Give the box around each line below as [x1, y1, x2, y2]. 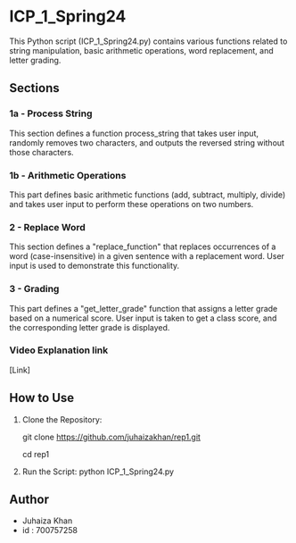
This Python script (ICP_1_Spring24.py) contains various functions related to [9, 36, 288, 46]
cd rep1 [21, 448, 50, 459]
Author [9, 492, 49, 507]
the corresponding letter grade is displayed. [9, 322, 170, 332]
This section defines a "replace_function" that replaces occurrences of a [9, 241, 276, 252]
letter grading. [9, 54, 62, 65]
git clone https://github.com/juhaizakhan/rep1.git [21, 431, 201, 442]
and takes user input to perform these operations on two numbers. [9, 198, 254, 209]
